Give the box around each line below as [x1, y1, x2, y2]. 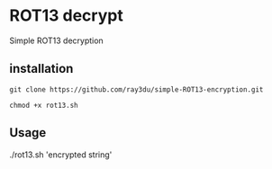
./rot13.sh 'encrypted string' [9, 149, 113, 160]
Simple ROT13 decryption [9, 35, 104, 46]
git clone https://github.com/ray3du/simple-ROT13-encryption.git [9, 84, 264, 94]
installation [9, 61, 74, 76]
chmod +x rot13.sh [9, 101, 78, 110]
